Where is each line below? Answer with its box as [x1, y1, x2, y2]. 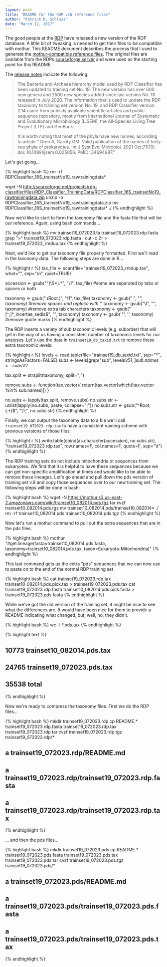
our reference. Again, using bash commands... [5, 220, 101, 226]
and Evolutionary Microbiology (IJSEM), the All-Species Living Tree [17, 118, 156, 124]
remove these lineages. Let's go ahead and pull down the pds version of [5, 474, 154, 480]
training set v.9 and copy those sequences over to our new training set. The [5, 479, 161, 486]
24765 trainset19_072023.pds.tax [5, 663, 113, 672]
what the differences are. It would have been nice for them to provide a [5, 607, 151, 613]
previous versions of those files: [5, 428, 71, 434]
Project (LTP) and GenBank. [17, 124, 75, 130]
